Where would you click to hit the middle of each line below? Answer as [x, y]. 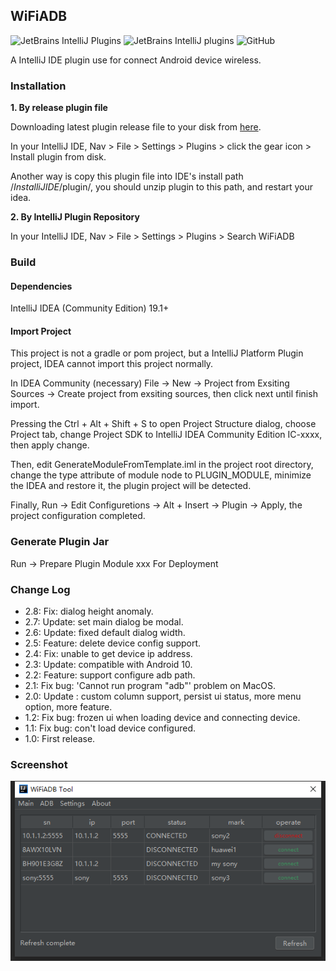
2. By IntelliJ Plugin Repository [75, 217]
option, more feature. [68, 707]
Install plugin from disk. [58, 157]
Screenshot [39, 764]
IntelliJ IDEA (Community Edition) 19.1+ [90, 308]
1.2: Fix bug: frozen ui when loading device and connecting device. [162, 718]
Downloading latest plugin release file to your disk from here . [136, 127]
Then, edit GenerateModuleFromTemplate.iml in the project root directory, [162, 465]
